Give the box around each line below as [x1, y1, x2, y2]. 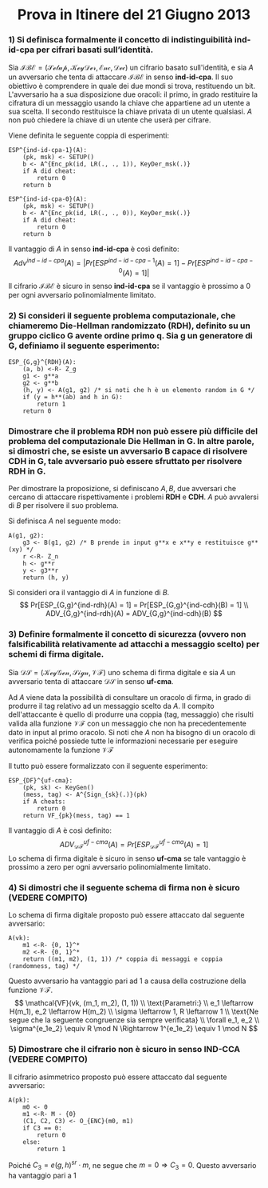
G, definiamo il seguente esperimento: [8, 340, 160, 351]
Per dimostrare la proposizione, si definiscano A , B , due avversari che [8, 484, 237, 494]
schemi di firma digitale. [8, 649, 104, 660]
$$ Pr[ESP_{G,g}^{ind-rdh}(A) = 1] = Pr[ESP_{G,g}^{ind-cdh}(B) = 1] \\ [19, 600, 249, 610]
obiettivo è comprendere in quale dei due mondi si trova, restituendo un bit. [8, 82, 256, 91]
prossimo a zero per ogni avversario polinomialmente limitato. [8, 862, 211, 872]
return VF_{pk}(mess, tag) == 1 [22, 811, 130, 819]
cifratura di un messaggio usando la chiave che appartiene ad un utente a [8, 98, 250, 108]
